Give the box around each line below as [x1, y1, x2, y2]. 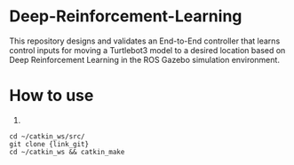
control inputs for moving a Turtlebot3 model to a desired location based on [9, 44, 286, 55]
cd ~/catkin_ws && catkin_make [9, 147, 125, 156]
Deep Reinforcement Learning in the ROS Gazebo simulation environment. [9, 54, 280, 65]
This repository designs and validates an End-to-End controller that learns [9, 35, 281, 46]
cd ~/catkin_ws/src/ [9, 131, 86, 141]
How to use [9, 86, 94, 106]
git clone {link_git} [9, 139, 90, 148]
